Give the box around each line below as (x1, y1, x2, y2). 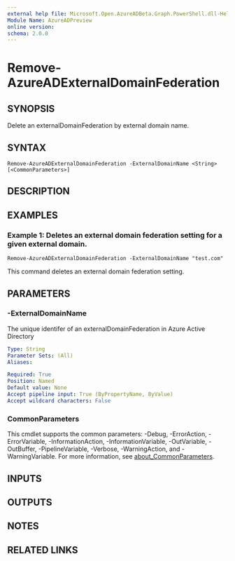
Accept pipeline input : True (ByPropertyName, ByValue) (7, 391, 173, 398)
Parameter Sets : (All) (7, 352, 73, 359)
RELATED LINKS (7, 544, 78, 556)
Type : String (7, 345, 45, 353)
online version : (7, 23, 55, 30)
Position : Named (7, 378, 55, 385)
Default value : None (7, 384, 68, 391)
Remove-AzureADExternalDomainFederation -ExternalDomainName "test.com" (7, 255, 224, 262)
